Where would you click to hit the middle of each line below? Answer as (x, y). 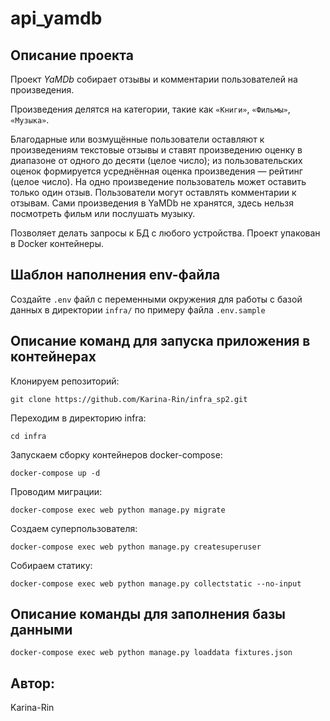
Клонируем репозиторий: (65, 381)
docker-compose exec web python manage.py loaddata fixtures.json (151, 653)
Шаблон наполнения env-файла (115, 275)
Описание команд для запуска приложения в (160, 341)
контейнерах (53, 357)
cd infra (28, 436)
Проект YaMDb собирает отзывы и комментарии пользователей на (154, 79)
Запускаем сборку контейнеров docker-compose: (116, 454)
